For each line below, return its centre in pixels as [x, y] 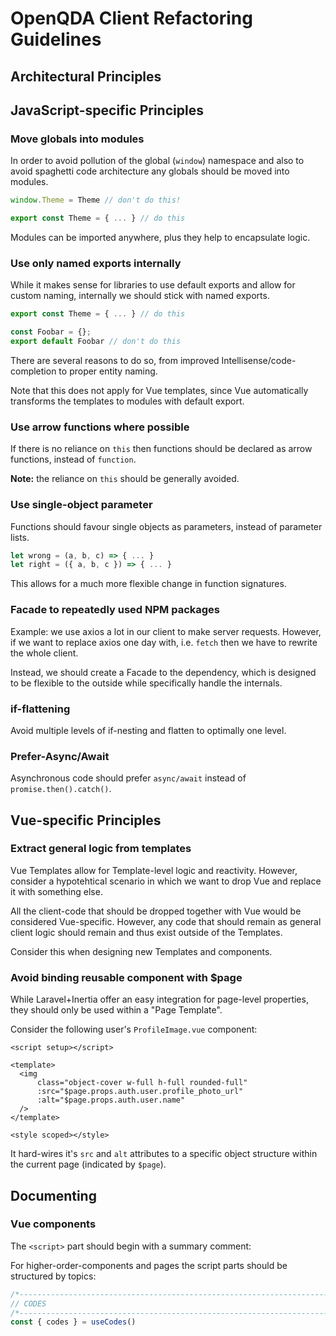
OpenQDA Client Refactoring [131, 18]
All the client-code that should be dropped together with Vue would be [156, 911]
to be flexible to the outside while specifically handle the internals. [146, 683]
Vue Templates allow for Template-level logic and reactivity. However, [154, 870]
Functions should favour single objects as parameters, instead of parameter [166, 526]
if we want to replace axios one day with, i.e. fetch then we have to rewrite [164, 642]
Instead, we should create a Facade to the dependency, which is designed [163, 672]
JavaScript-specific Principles [107, 110]
